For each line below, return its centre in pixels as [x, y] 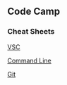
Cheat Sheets [31, 32]
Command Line [29, 60]
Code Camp [34, 12]
